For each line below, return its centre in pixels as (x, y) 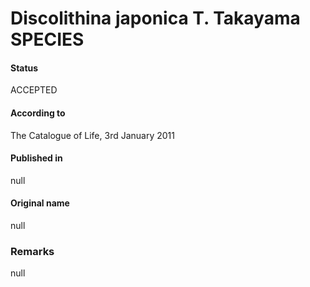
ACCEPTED (34, 90)
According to (38, 113)
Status (24, 68)
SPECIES (47, 39)
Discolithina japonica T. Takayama (155, 18)
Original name (40, 203)
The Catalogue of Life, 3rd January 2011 (92, 135)
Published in (36, 158)
